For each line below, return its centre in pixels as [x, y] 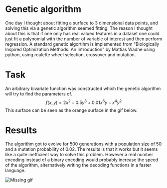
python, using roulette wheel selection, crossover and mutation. [71, 54]
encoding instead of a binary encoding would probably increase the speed [82, 160]
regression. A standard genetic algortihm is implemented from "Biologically [82, 44]
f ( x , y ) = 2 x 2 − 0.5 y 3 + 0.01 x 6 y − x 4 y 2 [84, 102]
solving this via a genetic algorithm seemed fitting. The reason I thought [79, 28]
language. [15, 171]
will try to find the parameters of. [39, 94]
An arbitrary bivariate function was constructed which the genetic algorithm [83, 89]
